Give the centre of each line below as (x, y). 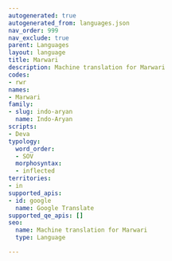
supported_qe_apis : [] (46, 216)
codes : (19, 75)
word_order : (35, 149)
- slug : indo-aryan (41, 112)
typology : (25, 141)
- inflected (35, 171)
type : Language (41, 238)
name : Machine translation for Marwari (82, 230)
